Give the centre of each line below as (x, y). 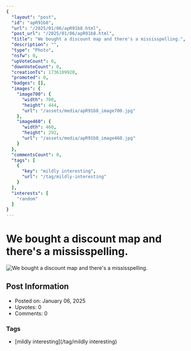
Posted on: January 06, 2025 (50, 301)
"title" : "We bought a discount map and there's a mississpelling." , (98, 39)
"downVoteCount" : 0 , (37, 67)
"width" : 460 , (39, 127)
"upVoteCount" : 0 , (34, 61)
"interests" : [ (30, 193)
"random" (27, 199)
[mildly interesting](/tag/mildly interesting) (66, 342)
